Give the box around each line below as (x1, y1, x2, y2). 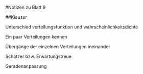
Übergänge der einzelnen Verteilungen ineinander (5, 44, 111, 50)
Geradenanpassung (5, 63, 47, 69)
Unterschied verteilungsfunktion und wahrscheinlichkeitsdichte (5, 24, 138, 30)
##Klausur (5, 14, 27, 20)
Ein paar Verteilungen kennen (5, 34, 67, 40)
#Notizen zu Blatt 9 (5, 5, 46, 10)
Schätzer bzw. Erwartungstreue (5, 53, 72, 59)
